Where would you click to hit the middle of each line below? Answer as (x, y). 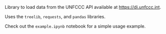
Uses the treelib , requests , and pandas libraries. (55, 17)
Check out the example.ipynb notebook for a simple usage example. (75, 26)
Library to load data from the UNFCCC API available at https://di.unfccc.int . (83, 7)
